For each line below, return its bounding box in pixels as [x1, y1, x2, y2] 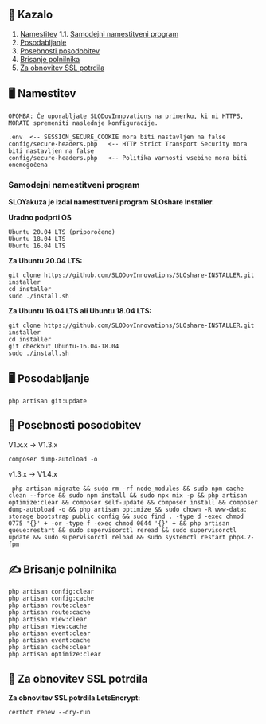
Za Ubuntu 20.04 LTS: [8, 255, 83, 265]
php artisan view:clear [8, 616, 88, 624]
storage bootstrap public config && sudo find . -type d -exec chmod [8, 512, 244, 520]
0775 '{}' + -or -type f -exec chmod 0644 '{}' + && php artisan [8, 519, 229, 527]
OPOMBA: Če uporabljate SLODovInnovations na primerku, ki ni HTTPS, [8, 112, 244, 120]
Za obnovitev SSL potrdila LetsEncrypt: [8, 693, 141, 703]
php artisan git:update [8, 397, 88, 405]
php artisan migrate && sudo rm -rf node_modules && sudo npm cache [11, 485, 244, 492]
